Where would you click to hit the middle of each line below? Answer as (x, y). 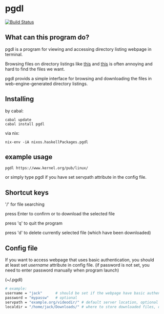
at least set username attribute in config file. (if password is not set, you (77, 265)
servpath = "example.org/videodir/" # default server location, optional (82, 302)
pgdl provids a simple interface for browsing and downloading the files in (79, 78)
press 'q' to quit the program (34, 223)
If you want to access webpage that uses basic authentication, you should (80, 260)
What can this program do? (47, 37)
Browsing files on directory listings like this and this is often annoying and (79, 63)
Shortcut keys (27, 193)
